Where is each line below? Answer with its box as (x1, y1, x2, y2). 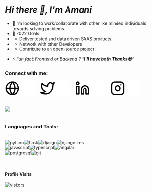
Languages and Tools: (5, 123, 58, 130)
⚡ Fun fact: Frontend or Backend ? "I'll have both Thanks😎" (12, 56, 134, 62)
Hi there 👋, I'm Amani (5, 4, 92, 16)
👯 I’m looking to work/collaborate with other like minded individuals (12, 20, 147, 26)
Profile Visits (5, 171, 32, 177)
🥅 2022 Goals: (12, 31, 41, 36)
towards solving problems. (12, 25, 66, 31)
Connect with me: (5, 70, 48, 77)
